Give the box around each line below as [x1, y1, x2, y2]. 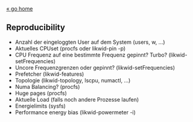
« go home [6, 5, 33, 12]
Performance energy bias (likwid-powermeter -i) [14, 108, 136, 116]
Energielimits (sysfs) [14, 102, 66, 109]
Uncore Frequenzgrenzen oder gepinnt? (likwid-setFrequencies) [14, 64, 176, 71]
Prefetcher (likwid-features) [14, 70, 84, 78]
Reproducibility [6, 22, 65, 32]
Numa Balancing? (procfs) [14, 83, 80, 90]
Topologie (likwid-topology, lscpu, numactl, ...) [14, 76, 131, 84]
